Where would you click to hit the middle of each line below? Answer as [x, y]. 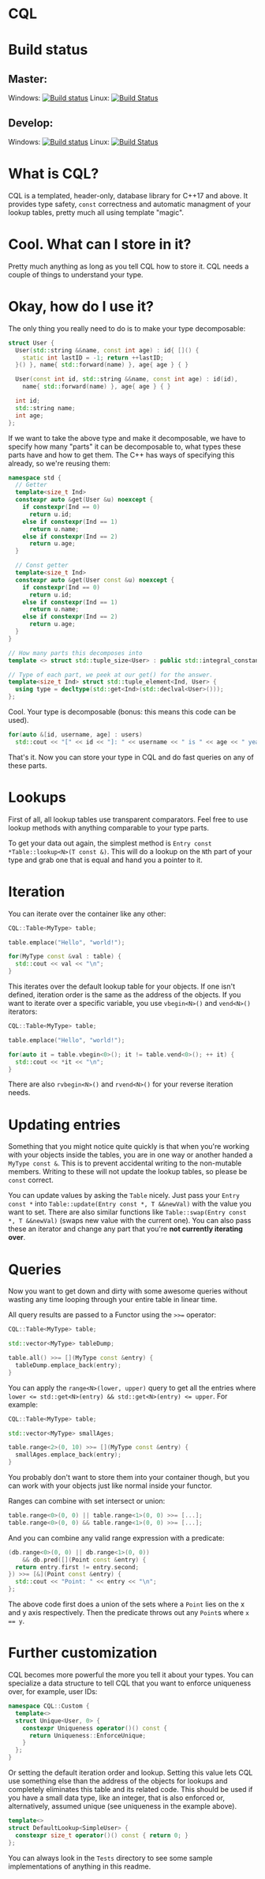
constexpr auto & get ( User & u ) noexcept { [84, 500]
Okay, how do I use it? [81, 307]
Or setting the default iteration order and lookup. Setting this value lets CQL [131, 1772]
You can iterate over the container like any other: [87, 913]
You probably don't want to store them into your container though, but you [129, 1478]
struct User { [32, 343]
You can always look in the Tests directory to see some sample [110, 1858]
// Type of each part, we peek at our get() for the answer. [111, 675]
